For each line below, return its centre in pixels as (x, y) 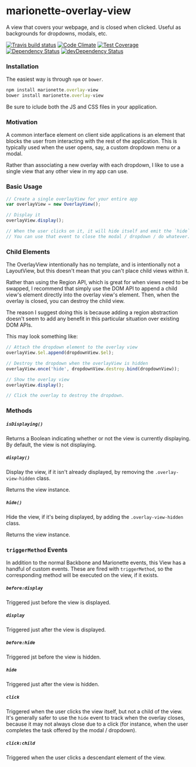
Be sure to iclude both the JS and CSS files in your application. (82, 107)
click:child (21, 743)
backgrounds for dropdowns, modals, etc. (57, 33)
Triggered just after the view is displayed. (56, 630)
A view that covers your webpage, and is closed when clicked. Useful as (94, 27)
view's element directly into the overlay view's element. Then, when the (93, 295)
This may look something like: (42, 337)
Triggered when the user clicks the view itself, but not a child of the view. (94, 712)
